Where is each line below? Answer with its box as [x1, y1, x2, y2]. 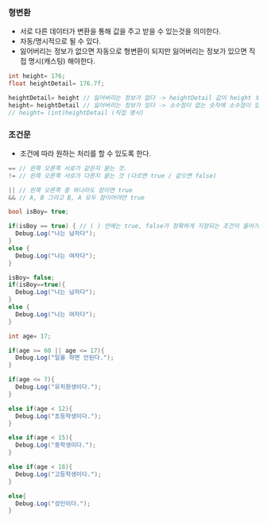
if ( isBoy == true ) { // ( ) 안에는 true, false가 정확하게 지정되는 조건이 [8, 222, 240, 230]
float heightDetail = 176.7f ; [8, 79, 105, 88]
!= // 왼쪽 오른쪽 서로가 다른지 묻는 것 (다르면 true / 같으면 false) [8, 172, 217, 180]
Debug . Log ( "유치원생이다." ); [15, 383, 102, 391]
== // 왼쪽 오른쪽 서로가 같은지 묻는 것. [8, 164, 128, 172]
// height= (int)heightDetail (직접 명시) [8, 109, 145, 117]
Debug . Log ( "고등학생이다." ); [15, 470, 102, 478]
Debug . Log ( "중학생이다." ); [15, 441, 97, 450]
